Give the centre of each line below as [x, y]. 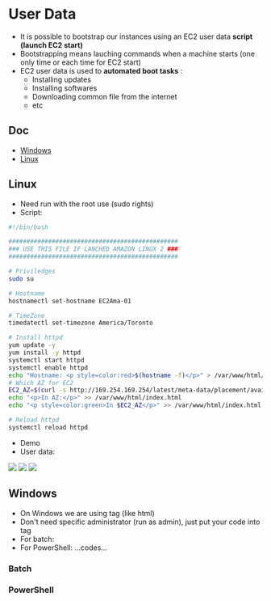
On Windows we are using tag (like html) [87, 513]
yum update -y [32, 345]
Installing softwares [65, 88]
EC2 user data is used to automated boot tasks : [101, 70]
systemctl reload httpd [48, 427]
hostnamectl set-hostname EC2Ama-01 [70, 301]
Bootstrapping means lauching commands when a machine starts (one [138, 53]
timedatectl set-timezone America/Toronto [81, 323]
